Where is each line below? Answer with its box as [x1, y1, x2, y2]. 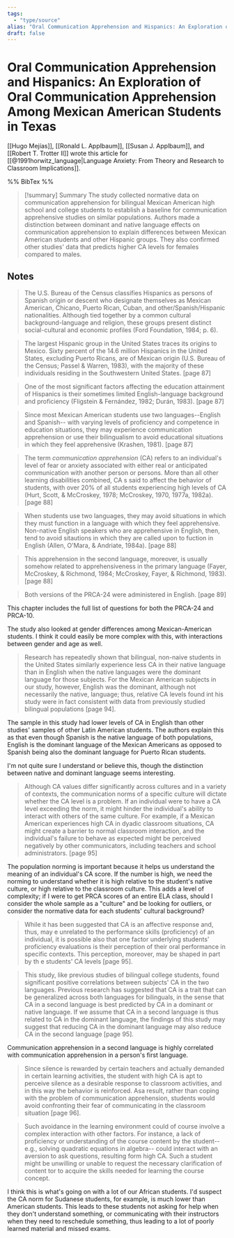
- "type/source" [13, 17, 61, 24]
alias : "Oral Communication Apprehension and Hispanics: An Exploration [7, 23, 223, 30]
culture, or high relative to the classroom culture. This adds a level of [7, 885, 204, 893]
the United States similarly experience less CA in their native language [24, 661, 226, 668]
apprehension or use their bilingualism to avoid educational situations [24, 433, 224, 441]
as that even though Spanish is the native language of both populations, [7, 733, 214, 742]
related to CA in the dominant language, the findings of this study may [24, 1015, 226, 1024]
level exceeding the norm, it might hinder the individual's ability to [24, 805, 214, 813]
